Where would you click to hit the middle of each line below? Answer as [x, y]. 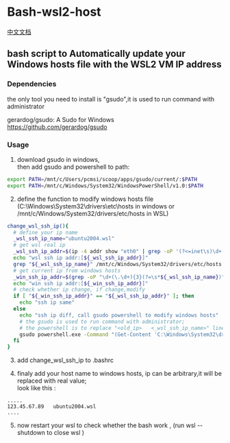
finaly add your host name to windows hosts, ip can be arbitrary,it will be [119, 374]
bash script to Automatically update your [97, 54]
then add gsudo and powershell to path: [73, 167]
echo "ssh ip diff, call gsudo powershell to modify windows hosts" [119, 315]
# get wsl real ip [40, 245]
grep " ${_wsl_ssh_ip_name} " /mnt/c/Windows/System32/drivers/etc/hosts [118, 264]
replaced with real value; [52, 381]
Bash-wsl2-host [54, 12]
